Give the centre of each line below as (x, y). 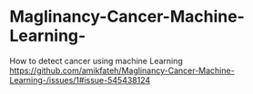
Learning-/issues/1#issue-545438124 (80, 80)
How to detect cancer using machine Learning (96, 61)
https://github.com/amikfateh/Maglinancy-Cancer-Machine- (122, 70)
